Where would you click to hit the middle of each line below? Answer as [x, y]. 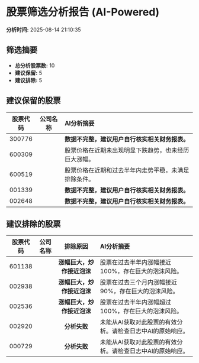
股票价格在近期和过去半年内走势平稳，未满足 [127, 170]
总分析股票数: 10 [35, 65]
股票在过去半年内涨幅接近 [136, 262]
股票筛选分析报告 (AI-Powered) [83, 12]
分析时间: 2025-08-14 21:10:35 [44, 30]
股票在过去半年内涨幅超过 [136, 302]
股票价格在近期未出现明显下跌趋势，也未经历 [127, 150]
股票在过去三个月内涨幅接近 [139, 283]
